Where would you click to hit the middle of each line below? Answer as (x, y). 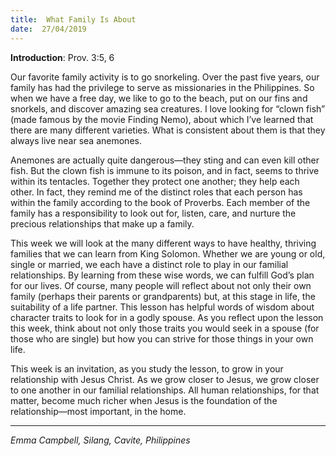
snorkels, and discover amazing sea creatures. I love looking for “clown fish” (168, 108)
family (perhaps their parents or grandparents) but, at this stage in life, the (163, 296)
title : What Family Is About (73, 19)
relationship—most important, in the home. (98, 411)
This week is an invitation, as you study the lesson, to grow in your (147, 368)
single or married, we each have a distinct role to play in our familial (149, 264)
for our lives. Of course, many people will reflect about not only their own (161, 285)
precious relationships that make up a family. (102, 223)
